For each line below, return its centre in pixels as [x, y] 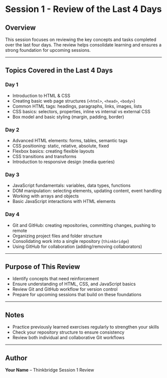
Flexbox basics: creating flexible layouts [53, 151]
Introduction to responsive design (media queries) [64, 162]
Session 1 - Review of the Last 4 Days [83, 9]
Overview [21, 28]
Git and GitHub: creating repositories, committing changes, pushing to [84, 225]
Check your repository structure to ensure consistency [68, 332]
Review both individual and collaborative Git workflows [68, 338]
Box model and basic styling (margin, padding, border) [68, 117]
